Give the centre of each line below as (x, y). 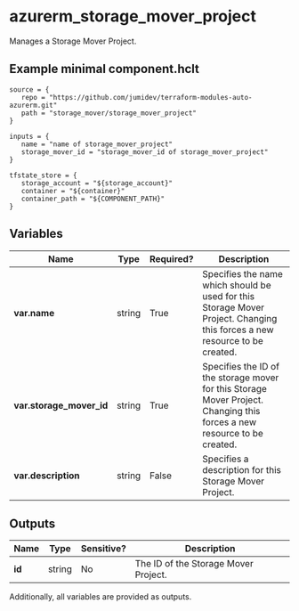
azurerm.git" (33, 105)
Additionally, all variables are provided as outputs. (101, 597)
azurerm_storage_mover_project (133, 16)
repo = (33, 97)
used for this (229, 296)
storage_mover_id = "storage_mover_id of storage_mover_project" (145, 152)
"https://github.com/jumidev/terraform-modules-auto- (150, 97)
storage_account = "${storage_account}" (97, 183)
